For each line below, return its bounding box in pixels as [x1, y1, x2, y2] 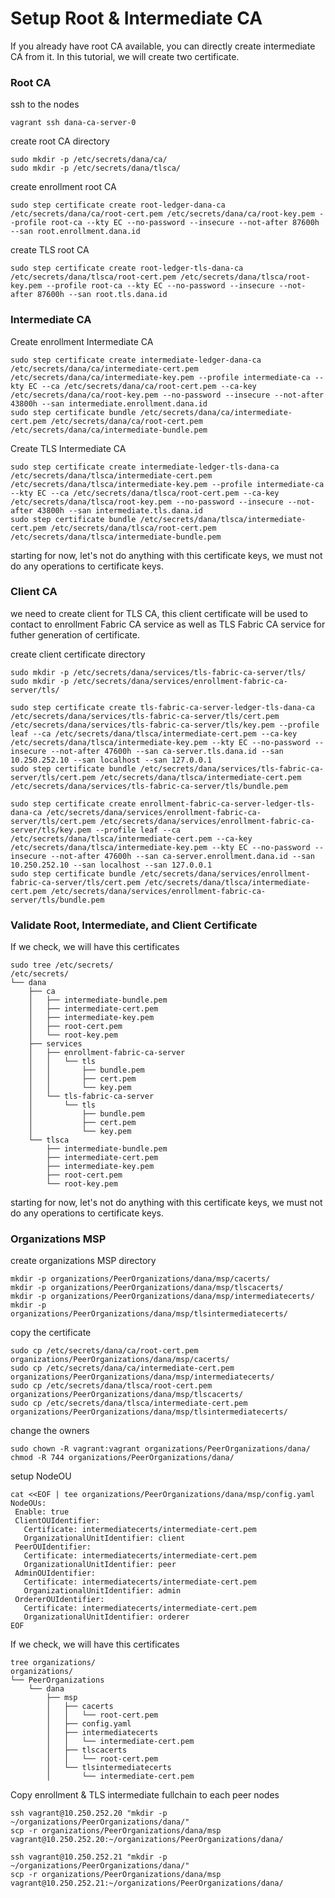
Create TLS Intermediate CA [10, 442, 127, 454]
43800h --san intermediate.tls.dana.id [36, 505, 203, 516]
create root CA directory [10, 135, 110, 147]
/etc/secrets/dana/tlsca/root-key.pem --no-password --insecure [10, 497, 284, 507]
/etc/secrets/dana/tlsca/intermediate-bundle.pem [10, 532, 222, 542]
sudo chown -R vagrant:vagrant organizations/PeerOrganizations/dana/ [10, 1444, 311, 1454]
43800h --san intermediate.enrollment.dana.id [10, 398, 208, 409]
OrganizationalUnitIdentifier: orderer [23, 1612, 190, 1622]
